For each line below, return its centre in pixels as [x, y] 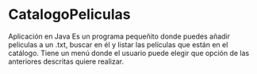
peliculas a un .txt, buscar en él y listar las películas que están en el [118, 44]
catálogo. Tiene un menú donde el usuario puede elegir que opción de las [129, 53]
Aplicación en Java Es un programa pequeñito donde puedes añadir [119, 36]
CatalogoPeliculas [69, 15]
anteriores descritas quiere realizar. [66, 61]
